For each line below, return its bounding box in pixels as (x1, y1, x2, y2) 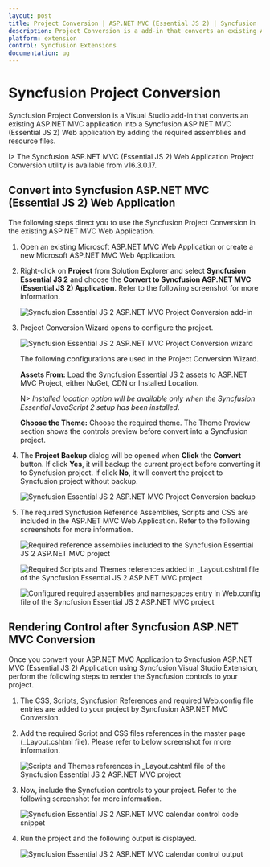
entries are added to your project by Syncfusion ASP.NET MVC (19, 704, 229, 713)
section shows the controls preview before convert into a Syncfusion (19, 426, 248, 436)
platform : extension (8, 34, 78, 43)
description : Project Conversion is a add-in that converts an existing (8, 27, 257, 35)
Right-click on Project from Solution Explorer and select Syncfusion (19, 266, 247, 275)
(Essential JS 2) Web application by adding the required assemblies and (8, 127, 247, 137)
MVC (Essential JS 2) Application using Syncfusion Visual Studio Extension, (8, 663, 259, 672)
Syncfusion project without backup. (19, 476, 138, 485)
